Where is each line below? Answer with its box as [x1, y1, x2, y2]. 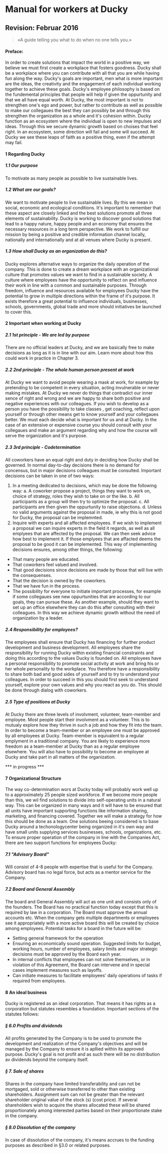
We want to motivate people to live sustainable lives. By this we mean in [5, 199, 153, 205]
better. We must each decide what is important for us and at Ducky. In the [5, 417, 157, 423]
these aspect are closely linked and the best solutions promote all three [5, 210, 152, 216]
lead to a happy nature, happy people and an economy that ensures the [5, 220, 152, 226]
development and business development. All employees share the [5, 644, 141, 651]
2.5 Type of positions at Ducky [5, 699, 70, 705]
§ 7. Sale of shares [5, 1068, 44, 1074]
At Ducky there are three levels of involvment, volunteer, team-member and [5, 712, 161, 718]
